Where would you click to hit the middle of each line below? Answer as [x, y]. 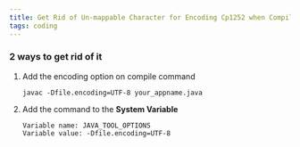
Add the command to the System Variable [100, 109]
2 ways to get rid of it [56, 57]
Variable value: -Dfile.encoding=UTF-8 [96, 133]
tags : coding [33, 26]
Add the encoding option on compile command [108, 76]
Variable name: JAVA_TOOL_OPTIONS [86, 126]
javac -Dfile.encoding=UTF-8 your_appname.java [112, 93]
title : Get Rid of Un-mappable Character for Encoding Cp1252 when [137, 17]
